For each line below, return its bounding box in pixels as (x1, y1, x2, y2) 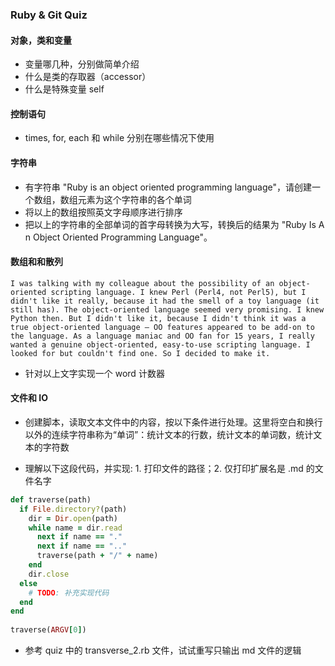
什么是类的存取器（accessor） (24, 71, 152, 83)
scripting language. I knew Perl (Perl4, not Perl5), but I (50, 287, 307, 297)
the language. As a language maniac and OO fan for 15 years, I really (10, 331, 315, 341)
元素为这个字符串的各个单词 (77, 193, 192, 205)
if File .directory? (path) (19, 504, 128, 514)
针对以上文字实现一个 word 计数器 (24, 367, 165, 379)
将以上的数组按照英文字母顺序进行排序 (24, 206, 183, 218)
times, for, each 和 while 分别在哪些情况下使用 (24, 132, 215, 144)
